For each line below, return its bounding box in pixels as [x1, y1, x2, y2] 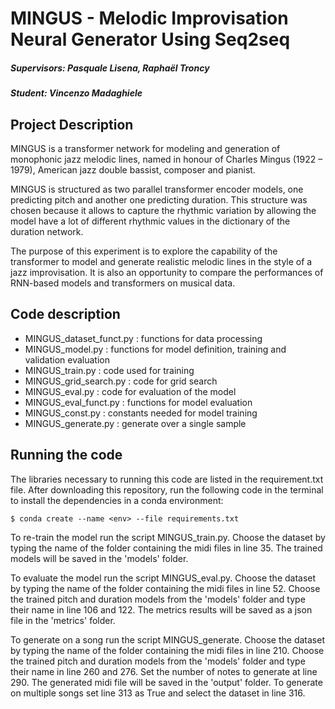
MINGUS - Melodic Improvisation [10, 7, 289, 30]
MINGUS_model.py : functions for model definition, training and [24, 343, 287, 355]
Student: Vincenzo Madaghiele [10, 87, 143, 99]
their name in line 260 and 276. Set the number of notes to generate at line [10, 665, 318, 677]
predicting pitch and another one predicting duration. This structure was [10, 193, 308, 206]
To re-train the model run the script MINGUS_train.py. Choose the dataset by [10, 531, 326, 543]
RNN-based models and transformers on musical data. [10, 277, 236, 289]
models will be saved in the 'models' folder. [10, 552, 189, 564]
